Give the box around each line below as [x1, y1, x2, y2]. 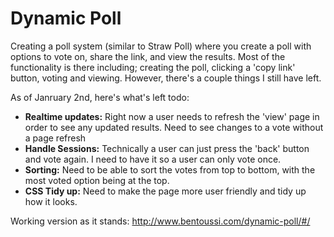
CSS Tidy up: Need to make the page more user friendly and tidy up [24, 185, 307, 197]
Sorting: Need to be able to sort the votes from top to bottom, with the [24, 163, 316, 176]
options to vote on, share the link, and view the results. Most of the [10, 50, 286, 62]
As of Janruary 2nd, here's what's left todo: [10, 91, 190, 103]
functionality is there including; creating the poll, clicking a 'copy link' [10, 61, 296, 73]
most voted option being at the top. [24, 174, 170, 186]
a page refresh [24, 132, 87, 144]
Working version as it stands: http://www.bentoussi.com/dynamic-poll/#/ [10, 215, 311, 227]
